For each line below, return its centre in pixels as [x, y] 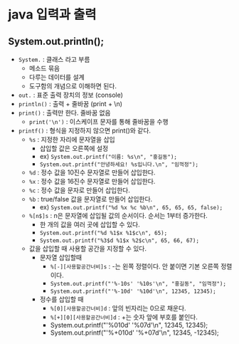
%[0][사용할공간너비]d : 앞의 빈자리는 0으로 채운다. [118, 308]
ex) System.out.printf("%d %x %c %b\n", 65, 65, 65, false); [131, 207]
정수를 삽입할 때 [62, 299]
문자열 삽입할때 [61, 257]
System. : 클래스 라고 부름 [54, 59]
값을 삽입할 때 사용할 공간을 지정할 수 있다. [88, 249]
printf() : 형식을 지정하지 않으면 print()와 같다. [85, 130]
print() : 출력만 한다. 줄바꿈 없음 [64, 113]
